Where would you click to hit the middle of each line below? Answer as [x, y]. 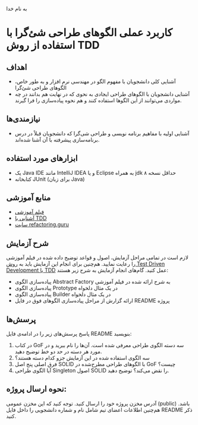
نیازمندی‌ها [23, 119]
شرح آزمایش [27, 243]
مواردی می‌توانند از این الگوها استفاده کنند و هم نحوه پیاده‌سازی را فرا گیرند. [98, 100]
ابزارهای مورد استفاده [42, 158]
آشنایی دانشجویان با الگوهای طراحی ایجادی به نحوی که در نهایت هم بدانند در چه [102, 94]
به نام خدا [17, 9]
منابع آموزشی [29, 198]
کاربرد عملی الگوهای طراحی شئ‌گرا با [89, 33]
